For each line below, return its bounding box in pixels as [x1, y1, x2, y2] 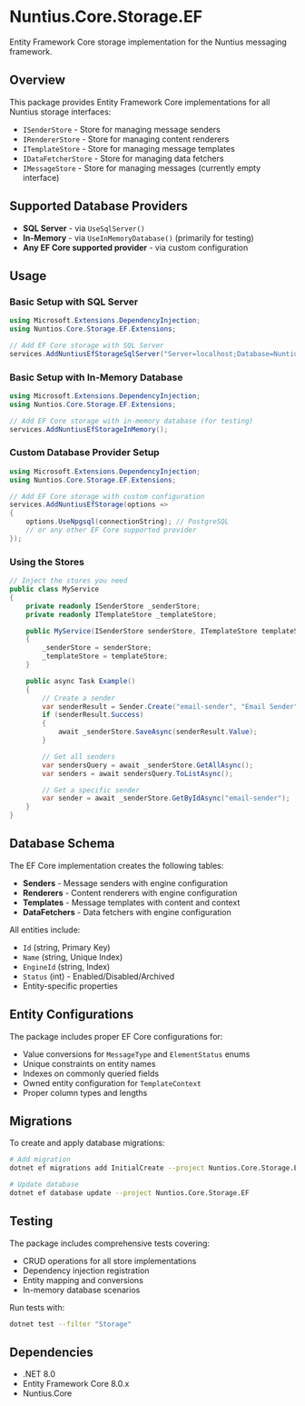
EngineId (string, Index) [22, 961, 111, 972]
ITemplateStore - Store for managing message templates [22, 143, 236, 154]
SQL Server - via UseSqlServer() [22, 223, 145, 234]
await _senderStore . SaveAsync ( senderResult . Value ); [57, 727, 258, 737]
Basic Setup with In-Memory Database [9, 371, 183, 384]
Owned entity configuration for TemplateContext [22, 1077, 202, 1088]
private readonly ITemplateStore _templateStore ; [25, 610, 218, 619]
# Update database [9, 1180, 79, 1190]
